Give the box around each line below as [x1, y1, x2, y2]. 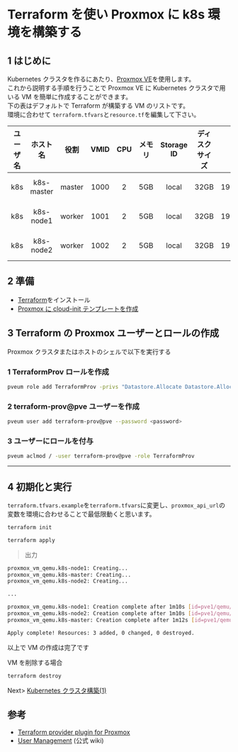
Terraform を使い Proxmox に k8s [7, 6, 205, 23]
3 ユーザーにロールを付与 [7, 436, 94, 446]
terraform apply [7, 536, 55, 543]
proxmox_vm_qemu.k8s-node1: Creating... [7, 565, 129, 572]
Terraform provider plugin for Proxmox [17, 728, 130, 736]
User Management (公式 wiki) [17, 736, 104, 745]
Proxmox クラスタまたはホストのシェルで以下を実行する [7, 347, 171, 355]
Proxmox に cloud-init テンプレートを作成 [17, 304, 139, 313]
